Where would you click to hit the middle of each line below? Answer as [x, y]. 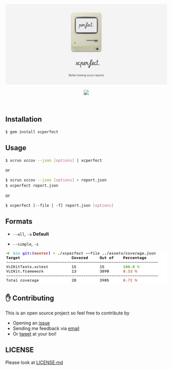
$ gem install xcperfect [32, 132]
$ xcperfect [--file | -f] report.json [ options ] [60, 206]
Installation [24, 119]
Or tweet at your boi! [34, 334]
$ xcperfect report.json [32, 186]
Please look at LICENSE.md [34, 362]
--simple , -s [26, 244]
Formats [19, 222]
